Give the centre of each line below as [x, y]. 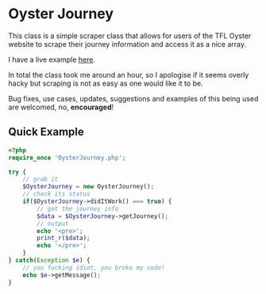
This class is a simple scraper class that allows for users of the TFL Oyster [130, 36]
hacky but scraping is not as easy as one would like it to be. [106, 83]
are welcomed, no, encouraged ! [61, 107]
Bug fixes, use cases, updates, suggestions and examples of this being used [133, 98]
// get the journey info [78, 208]
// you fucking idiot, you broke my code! [94, 267]
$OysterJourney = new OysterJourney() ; [89, 187]
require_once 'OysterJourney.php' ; [67, 158]
